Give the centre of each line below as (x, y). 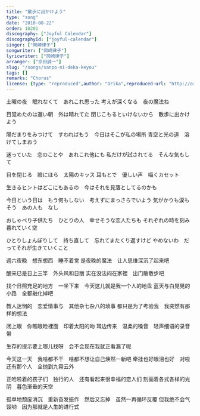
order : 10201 (22, 28)
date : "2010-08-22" (30, 23)
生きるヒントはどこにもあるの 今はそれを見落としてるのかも (82, 187)
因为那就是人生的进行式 (50, 407)
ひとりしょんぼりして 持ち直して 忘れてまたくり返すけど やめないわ (93, 240)
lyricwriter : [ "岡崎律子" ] (38, 56)
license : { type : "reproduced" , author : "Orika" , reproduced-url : (86, 84)
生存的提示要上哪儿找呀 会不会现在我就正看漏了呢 (69, 346)
